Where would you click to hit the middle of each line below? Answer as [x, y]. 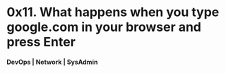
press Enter [41, 42]
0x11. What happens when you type [113, 12]
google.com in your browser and [104, 27]
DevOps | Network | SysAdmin [52, 62]
